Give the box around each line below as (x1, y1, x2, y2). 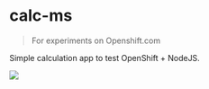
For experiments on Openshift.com (31, 35, 160, 46)
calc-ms (9, 5, 73, 26)
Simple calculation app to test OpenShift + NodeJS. (9, 52, 200, 63)
